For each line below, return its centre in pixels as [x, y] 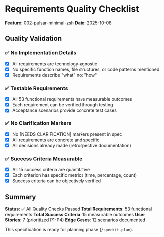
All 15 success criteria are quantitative [51, 170]
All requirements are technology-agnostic [55, 64]
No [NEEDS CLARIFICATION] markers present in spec [67, 134]
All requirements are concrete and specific [56, 140]
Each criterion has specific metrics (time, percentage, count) [75, 175]
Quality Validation [34, 39]
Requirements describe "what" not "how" [55, 75]
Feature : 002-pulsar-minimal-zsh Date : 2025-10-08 [58, 23]
